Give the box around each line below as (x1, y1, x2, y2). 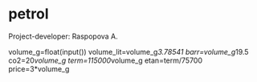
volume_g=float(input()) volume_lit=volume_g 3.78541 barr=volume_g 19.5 (8, 47, 249, 56)
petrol (8, 5, 50, 23)
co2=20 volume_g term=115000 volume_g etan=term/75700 (8, 55, 203, 65)
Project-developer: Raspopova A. (8, 31, 118, 41)
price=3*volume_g (8, 64, 70, 73)
